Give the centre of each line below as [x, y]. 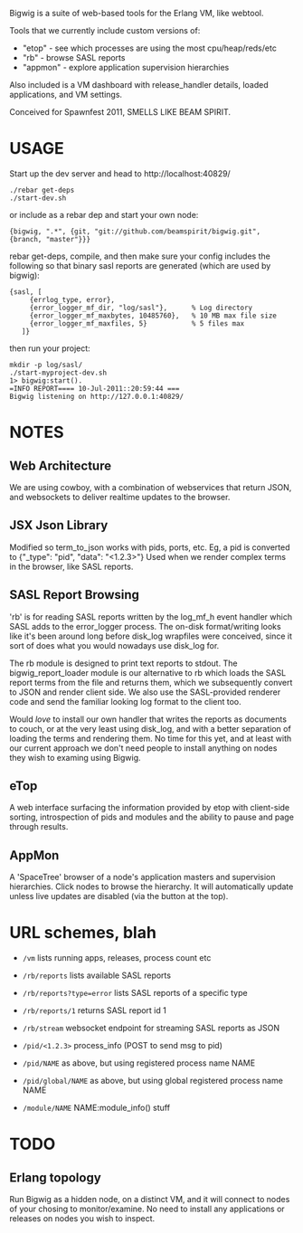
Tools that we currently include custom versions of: [105, 30]
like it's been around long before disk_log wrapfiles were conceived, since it [151, 636]
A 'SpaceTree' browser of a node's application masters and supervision [142, 877]
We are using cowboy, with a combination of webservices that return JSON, [151, 487]
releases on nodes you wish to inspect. [82, 1219]
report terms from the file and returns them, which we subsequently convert [151, 682]
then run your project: [50, 348]
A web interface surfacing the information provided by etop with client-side [150, 808]
